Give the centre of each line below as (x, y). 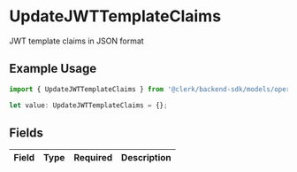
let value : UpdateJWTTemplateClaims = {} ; (88, 105)
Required (93, 158)
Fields (27, 133)
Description (146, 158)
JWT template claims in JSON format (76, 41)
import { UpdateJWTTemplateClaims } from (87, 89)
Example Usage (53, 69)
